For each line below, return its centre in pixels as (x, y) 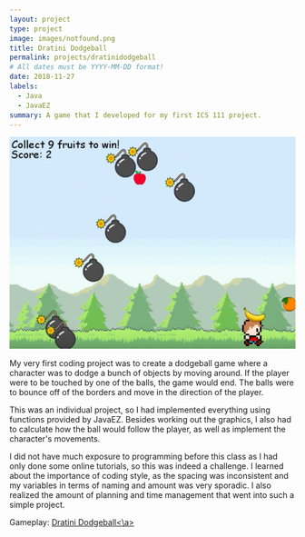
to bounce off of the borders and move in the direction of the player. (137, 392)
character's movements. (55, 438)
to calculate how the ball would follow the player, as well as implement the (148, 429)
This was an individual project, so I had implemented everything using (140, 410)
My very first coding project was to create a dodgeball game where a (138, 363)
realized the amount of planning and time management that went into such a (152, 494)
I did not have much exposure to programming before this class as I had (144, 456)
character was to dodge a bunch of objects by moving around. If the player (150, 373)
